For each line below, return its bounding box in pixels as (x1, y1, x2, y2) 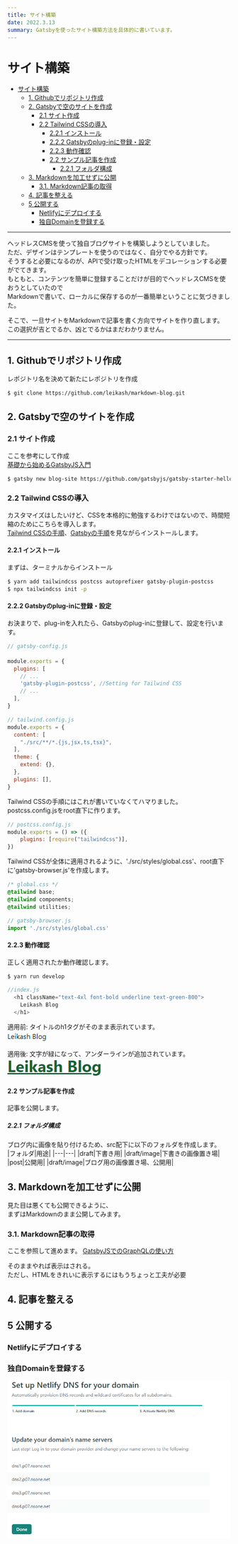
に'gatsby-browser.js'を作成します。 (7, 866, 113, 875)
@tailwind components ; (7, 896, 74, 903)
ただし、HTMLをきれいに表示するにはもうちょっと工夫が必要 (7, 1271, 186, 1279)
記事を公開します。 (7, 1103, 63, 1112)
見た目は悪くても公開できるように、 (7, 1200, 113, 1209)
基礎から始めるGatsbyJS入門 (7, 460, 91, 469)
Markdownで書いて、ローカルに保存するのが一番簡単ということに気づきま (7, 293, 225, 301)
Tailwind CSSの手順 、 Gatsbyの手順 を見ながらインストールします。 (7, 528, 203, 537)
